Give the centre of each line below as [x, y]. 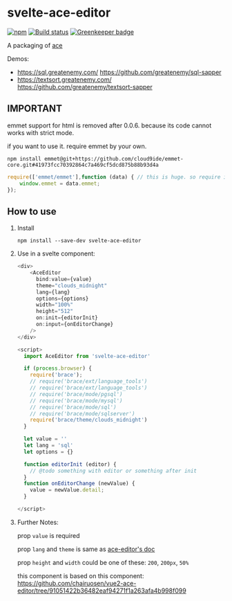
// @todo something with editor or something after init [114, 471]
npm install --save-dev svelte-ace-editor [79, 241]
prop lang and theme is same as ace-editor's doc [86, 549]
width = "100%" [55, 305]
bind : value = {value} [64, 279]
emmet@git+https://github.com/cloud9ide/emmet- [114, 159]
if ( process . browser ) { [58, 368]
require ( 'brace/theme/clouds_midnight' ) [89, 420]
